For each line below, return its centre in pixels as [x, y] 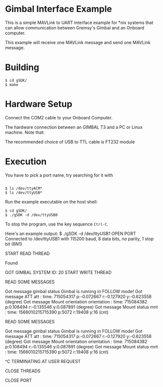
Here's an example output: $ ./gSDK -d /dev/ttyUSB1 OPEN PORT [71, 233]
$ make [12, 85]
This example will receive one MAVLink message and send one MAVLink [78, 42]
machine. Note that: [25, 132]
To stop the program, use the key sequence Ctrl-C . [57, 224]
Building [22, 68]
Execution [26, 161]
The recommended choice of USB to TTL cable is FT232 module [70, 142]
